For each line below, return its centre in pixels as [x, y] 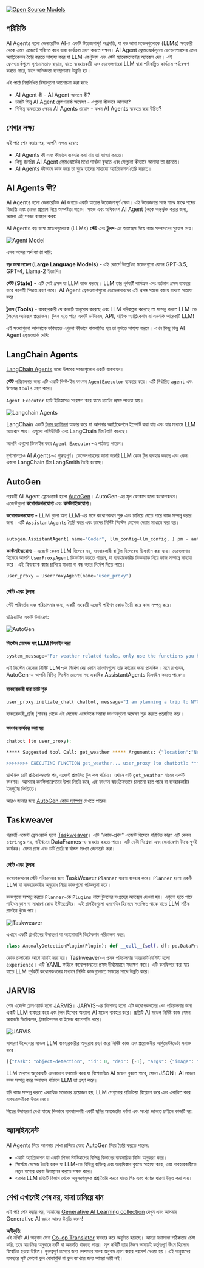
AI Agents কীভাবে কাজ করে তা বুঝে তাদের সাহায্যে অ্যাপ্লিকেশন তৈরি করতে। [83, 168]
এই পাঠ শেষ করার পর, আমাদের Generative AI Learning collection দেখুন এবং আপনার [92, 1212]
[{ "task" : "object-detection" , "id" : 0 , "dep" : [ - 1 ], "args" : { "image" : [100, 1061]
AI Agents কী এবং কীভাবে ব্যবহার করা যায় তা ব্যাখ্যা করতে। [70, 154]
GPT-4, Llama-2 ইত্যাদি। [34, 271]
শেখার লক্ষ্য [20, 128]
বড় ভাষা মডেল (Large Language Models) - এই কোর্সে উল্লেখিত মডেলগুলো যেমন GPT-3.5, [97, 264]
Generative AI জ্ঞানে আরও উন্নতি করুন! [45, 1219]
